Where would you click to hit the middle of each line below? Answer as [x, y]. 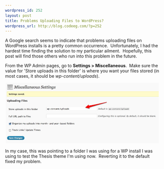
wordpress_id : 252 [24, 10]
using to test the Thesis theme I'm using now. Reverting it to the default [78, 156]
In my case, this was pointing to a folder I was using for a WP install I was [79, 151]
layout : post [18, 15]
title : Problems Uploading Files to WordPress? [55, 21]
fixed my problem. [23, 162]
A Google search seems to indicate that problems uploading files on [73, 41]
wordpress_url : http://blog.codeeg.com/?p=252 [53, 26]
